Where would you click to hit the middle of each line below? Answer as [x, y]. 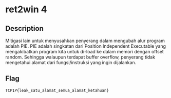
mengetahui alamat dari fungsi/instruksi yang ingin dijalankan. [71, 62]
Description [24, 28]
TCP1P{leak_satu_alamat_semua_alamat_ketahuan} [57, 90]
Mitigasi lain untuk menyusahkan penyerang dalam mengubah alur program [85, 41]
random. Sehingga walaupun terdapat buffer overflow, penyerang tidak [80, 57]
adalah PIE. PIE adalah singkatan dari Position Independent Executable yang [85, 46]
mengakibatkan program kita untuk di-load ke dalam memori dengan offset [85, 52]
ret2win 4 [26, 9]
